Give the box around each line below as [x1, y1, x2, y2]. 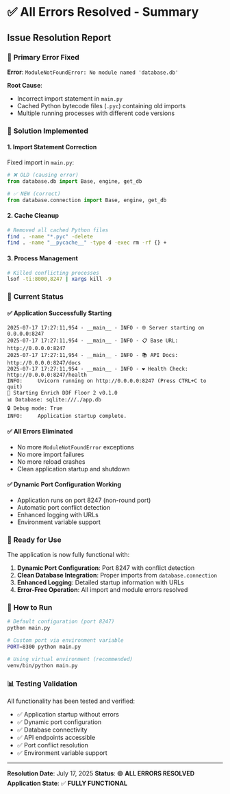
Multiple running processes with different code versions [16, 109, 175, 117]
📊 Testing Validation [7, 679, 77, 688]
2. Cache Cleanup [7, 212, 60, 220]
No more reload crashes [16, 457, 86, 466]
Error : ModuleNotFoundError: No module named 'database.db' [7, 68, 179, 76]
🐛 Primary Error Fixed [7, 52, 80, 62]
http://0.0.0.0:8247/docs [7, 360, 81, 367]
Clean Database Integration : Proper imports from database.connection [16, 571, 218, 580]
